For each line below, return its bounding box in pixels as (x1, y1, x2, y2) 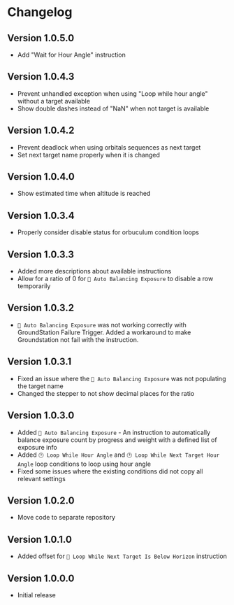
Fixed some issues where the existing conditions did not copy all (17, 467, 203, 476)
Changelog (7, 4, 73, 20)
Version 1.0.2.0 (7, 494, 75, 506)
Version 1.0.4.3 (7, 71, 75, 83)
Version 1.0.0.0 (7, 572, 75, 584)
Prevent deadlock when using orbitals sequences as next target (17, 143, 201, 151)
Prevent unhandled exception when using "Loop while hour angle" (17, 89, 208, 98)
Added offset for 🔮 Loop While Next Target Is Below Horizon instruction (17, 552, 227, 560)
